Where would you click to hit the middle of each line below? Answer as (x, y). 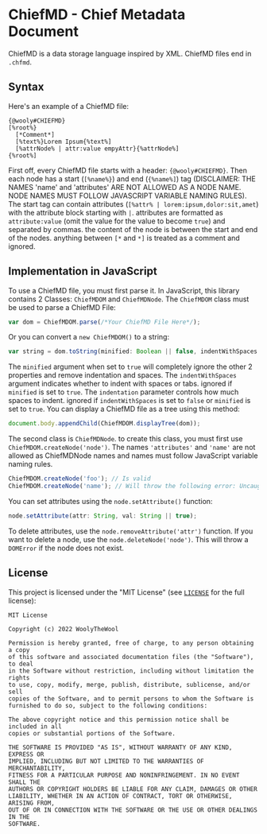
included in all (35, 726)
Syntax (26, 87)
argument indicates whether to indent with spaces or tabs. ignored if (120, 384)
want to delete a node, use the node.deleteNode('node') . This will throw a (128, 539)
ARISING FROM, (32, 803)
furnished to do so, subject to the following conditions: (108, 705)
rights (19, 677)
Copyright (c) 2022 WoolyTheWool (64, 629)
